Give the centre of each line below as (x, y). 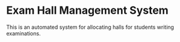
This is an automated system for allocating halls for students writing (90, 27)
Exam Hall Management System (87, 10)
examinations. (23, 33)
